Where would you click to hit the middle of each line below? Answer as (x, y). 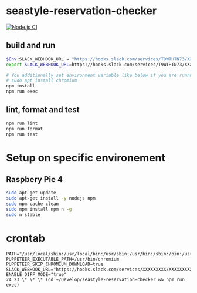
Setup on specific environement (86, 158)
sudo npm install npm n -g (39, 210)
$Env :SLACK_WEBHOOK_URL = (38, 59)
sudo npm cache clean (33, 204)
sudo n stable (23, 215)
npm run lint (22, 123)
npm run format (25, 129)
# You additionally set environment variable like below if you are (91, 75)
